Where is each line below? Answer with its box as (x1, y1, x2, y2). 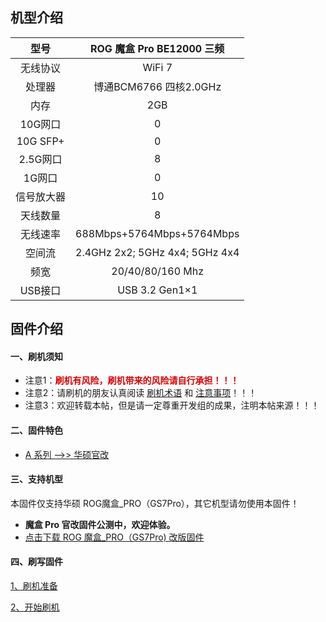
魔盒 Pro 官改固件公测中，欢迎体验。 (24, 518, 176, 530)
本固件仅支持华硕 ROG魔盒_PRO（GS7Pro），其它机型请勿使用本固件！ (10, 497, 300, 509)
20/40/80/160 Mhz (111, 264, 205, 278)
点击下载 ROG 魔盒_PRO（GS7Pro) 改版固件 (24, 531, 205, 543)
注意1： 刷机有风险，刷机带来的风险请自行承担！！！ (24, 374, 240, 387)
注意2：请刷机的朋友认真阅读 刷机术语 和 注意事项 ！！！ (24, 387, 258, 399)
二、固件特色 (10, 424, 63, 436)
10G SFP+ (16, 134, 65, 148)
